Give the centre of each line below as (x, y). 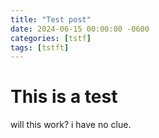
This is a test (64, 97)
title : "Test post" (51, 19)
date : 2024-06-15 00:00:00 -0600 (80, 29)
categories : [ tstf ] (51, 38)
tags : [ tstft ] (40, 47)
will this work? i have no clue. (71, 125)
